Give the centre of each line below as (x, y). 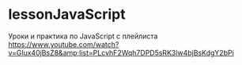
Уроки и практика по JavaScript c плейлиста (83, 36)
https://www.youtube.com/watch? (64, 44)
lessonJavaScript (67, 14)
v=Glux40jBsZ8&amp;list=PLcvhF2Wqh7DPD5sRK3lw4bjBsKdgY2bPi (121, 52)
